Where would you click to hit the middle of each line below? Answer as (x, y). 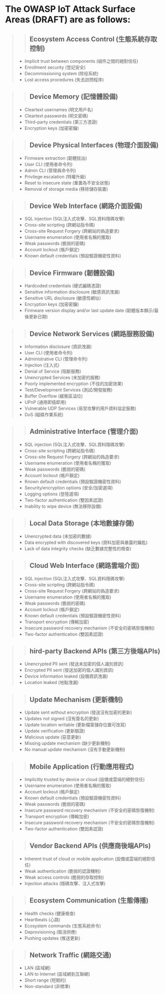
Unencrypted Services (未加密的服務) (63, 378)
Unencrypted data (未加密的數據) (58, 536)
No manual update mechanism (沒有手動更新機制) (75, 749)
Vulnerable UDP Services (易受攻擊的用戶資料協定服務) (80, 408)
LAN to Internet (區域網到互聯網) (57, 974)
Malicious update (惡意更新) (53, 737)
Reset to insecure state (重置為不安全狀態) (67, 183)
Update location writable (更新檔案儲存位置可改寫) (75, 725)
